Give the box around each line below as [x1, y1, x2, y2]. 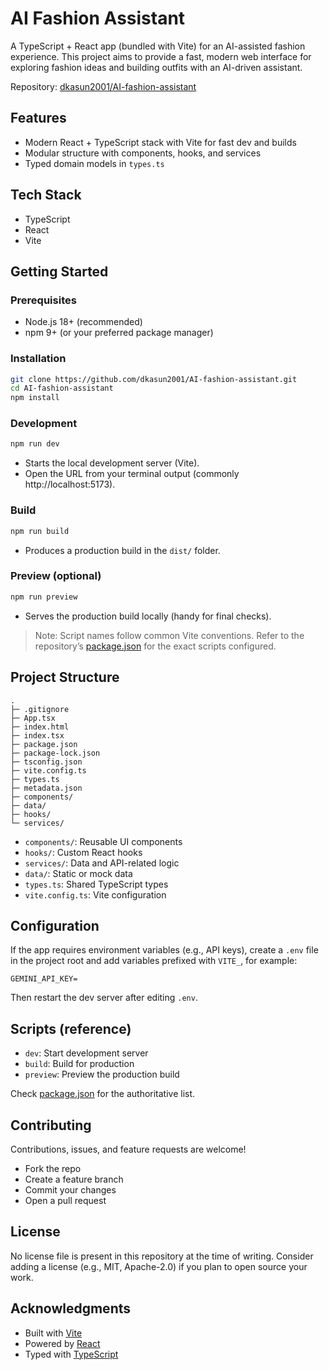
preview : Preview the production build [24, 1068, 180, 1081]
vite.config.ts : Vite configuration [24, 888, 167, 901]
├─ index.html [10, 722, 70, 732]
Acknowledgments [10, 1300, 132, 1317]
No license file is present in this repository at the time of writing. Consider [10, 1250, 314, 1262]
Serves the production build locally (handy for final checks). [24, 610, 272, 622]
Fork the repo [24, 1162, 82, 1174]
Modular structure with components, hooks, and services [24, 147, 262, 159]
